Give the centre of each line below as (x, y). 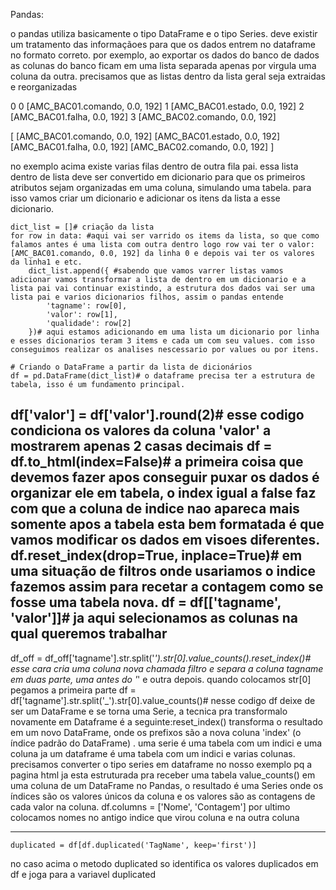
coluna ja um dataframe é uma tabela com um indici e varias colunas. (153, 753)
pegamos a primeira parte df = (73, 690)
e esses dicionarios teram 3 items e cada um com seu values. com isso (162, 341)
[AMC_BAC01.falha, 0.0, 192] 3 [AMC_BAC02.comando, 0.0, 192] (143, 117)
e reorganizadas (44, 87)
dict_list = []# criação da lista (82, 227)
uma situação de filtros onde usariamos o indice (163, 571)
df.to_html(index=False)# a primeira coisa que (157, 462)
